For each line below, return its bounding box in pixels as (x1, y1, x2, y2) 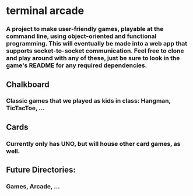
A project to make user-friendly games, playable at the (6, 25, 164, 33)
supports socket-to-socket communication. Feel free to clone (6, 47, 184, 55)
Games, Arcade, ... (6, 183, 60, 191)
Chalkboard (6, 79, 50, 89)
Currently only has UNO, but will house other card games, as (6, 139, 181, 148)
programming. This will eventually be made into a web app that (6, 40, 188, 48)
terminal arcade (6, 4, 85, 17)
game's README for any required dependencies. (6, 61, 148, 69)
